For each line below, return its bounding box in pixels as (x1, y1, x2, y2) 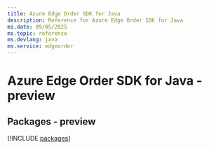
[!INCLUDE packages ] (7, 134, 71, 142)
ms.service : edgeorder (7, 43, 74, 50)
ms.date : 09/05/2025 (7, 23, 68, 30)
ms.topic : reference (7, 29, 68, 37)
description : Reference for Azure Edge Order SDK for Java (7, 17, 184, 24)
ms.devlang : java (7, 36, 58, 43)
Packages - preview (7, 115, 96, 127)
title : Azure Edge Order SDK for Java (7, 10, 121, 17)
